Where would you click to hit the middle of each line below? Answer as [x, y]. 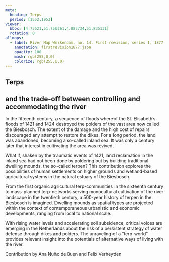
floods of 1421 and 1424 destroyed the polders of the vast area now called [82, 124]
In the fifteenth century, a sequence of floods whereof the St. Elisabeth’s [80, 119]
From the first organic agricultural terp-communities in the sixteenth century [84, 186]
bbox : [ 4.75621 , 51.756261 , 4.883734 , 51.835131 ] [60, 29]
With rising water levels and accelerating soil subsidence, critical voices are [84, 223]
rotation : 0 [22, 33]
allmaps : [14, 38]
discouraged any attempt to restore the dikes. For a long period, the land [80, 135]
